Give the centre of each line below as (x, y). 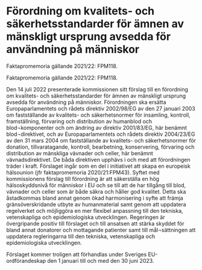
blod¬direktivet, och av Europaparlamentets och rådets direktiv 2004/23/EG (101, 134)
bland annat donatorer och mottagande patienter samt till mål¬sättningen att (101, 230)
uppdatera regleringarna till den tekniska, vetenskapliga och (81, 236)
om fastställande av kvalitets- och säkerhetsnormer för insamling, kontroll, (99, 115)
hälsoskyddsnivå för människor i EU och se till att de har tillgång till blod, (96, 185)
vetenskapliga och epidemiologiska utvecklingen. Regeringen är (86, 217)
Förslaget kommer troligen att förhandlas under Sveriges (77, 254)
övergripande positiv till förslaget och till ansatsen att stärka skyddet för (96, 223)
